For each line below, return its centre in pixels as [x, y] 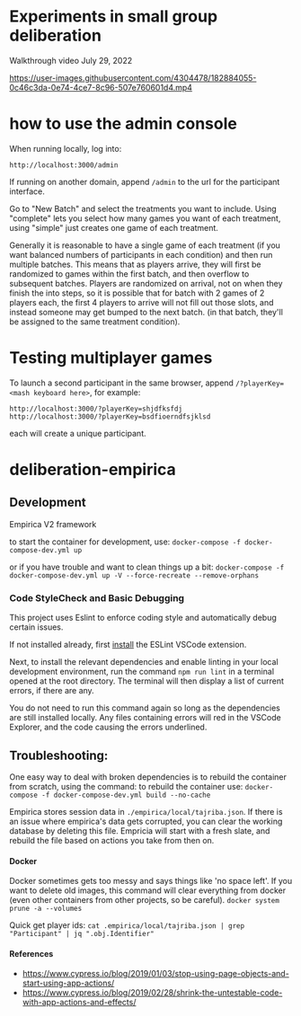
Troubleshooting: [59, 755]
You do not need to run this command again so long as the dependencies [145, 708]
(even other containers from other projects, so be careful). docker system [145, 900]
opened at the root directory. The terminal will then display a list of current [147, 681]
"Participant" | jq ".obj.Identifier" [82, 934]
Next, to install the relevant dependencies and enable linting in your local [144, 662]
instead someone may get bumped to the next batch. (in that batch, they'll [146, 312]
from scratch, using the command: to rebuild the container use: [126, 786]
